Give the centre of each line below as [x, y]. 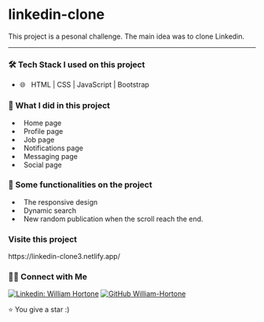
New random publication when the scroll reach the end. [113, 219]
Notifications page [53, 148]
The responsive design [60, 202]
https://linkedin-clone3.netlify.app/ [64, 257]
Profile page [43, 131]
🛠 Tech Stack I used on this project [77, 65]
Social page [42, 165]
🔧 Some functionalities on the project [80, 185]
